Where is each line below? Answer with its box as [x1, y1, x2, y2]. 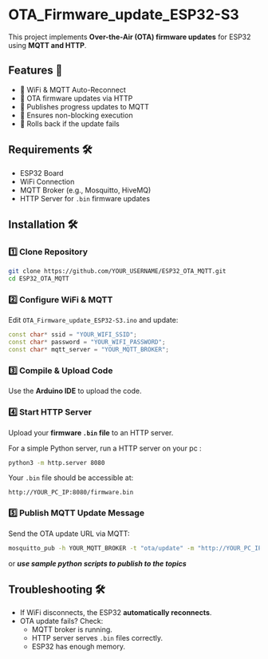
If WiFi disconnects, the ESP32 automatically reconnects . [19, 608, 212, 617]
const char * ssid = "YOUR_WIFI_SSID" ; [8, 331, 137, 339]
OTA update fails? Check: [19, 617, 104, 626]
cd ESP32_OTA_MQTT [8, 275, 69, 283]
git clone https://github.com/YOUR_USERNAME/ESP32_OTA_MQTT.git [8, 268, 227, 276]
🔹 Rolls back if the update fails [19, 118, 120, 129]
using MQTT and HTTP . [8, 40, 87, 50]
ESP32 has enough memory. [31, 641, 126, 652]
